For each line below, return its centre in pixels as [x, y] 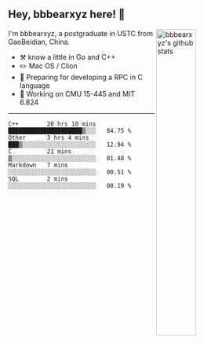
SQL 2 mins [38, 179]
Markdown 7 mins [38, 165]
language [35, 85]
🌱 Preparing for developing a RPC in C [81, 77]
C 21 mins [40, 151]
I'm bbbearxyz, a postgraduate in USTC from [80, 33]
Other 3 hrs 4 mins [49, 137]
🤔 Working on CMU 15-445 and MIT [77, 93]
